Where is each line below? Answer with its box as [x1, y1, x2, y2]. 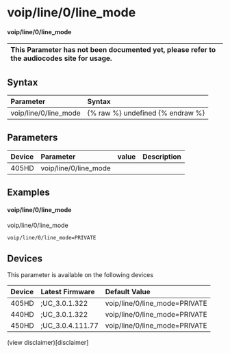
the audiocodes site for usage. [10, 53, 112, 63]
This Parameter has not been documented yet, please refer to [10, 45, 216, 55]
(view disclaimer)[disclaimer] [7, 339, 89, 347]
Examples [7, 187, 50, 198]
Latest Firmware [40, 287, 95, 297]
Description [142, 152, 181, 161]
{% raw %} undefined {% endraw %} [87, 108, 205, 118]
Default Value [105, 287, 151, 297]
